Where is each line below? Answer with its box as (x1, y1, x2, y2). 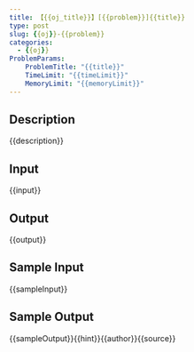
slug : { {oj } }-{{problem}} (9, 29, 105, 38)
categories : (9, 37, 53, 47)
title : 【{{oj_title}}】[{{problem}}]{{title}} (9, 12, 186, 22)
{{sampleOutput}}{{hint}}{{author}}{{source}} (9, 332, 176, 343)
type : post (9, 21, 50, 30)
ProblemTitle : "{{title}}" (25, 63, 125, 72)
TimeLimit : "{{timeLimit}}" (25, 71, 128, 80)
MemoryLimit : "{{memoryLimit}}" (25, 79, 144, 88)
